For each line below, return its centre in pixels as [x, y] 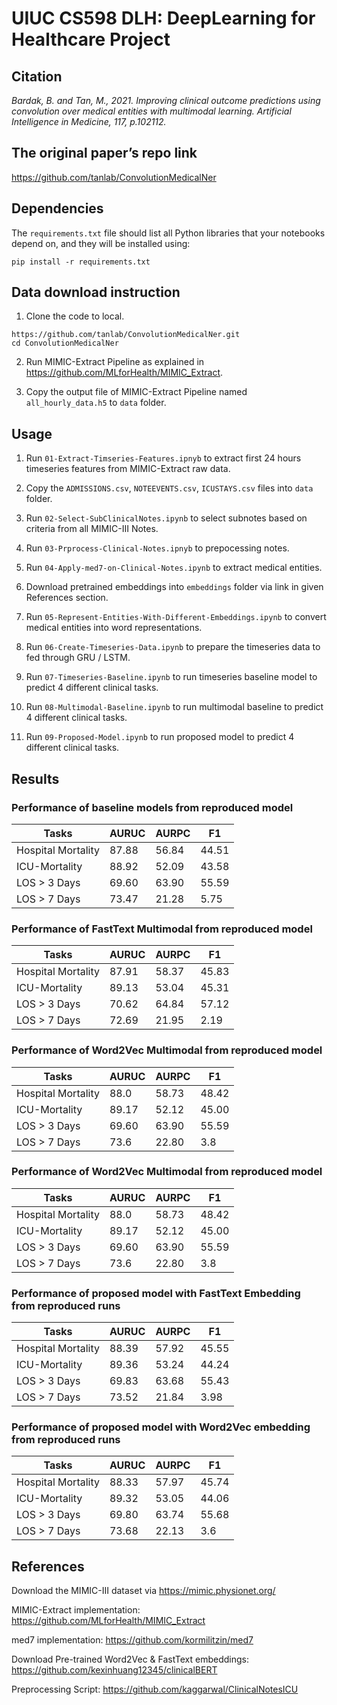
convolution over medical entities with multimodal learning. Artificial [151, 111]
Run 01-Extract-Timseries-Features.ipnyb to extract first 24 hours [163, 458]
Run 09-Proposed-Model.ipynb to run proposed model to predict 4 [160, 737]
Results [35, 778]
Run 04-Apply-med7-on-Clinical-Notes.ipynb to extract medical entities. [174, 568]
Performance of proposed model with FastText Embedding [156, 1293]
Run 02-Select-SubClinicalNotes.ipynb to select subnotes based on [166, 518]
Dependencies [57, 208]
